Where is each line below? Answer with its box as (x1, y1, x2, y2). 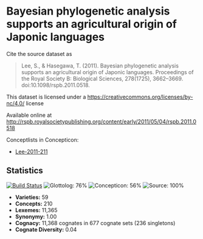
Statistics (6, 165, 44, 176)
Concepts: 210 (15, 199, 53, 207)
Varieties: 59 (15, 193, 49, 201)
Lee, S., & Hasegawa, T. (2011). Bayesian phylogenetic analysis (21, 62, 179, 69)
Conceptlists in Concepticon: (6, 136, 79, 144)
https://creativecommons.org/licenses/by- (87, 93, 193, 100)
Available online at (6, 111, 52, 119)
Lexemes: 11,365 (15, 206, 58, 213)
